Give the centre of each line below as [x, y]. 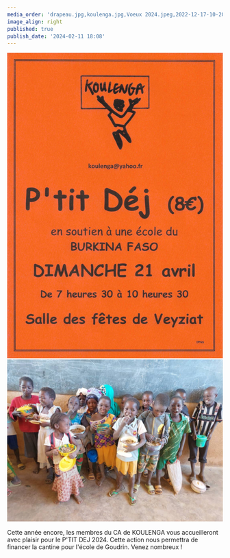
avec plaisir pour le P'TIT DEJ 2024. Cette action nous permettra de [103, 540]
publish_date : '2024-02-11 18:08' [56, 36]
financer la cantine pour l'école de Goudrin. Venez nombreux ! [95, 547]
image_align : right [35, 22]
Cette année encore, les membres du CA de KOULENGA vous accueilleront [113, 533]
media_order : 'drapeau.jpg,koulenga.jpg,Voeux [75, 14]
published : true [30, 29]
